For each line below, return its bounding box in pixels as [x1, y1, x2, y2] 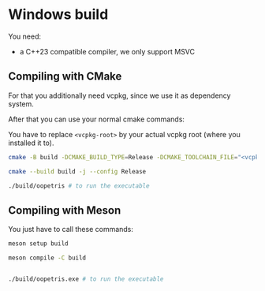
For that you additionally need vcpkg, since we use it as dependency [8, 91, 231, 100]
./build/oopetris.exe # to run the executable [8, 274, 164, 283]
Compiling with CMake [8, 69, 122, 84]
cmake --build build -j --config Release [8, 167, 147, 175]
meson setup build [8, 240, 69, 248]
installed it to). [8, 138, 54, 147]
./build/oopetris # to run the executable [8, 181, 150, 190]
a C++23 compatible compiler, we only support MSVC [19, 47, 196, 56]
